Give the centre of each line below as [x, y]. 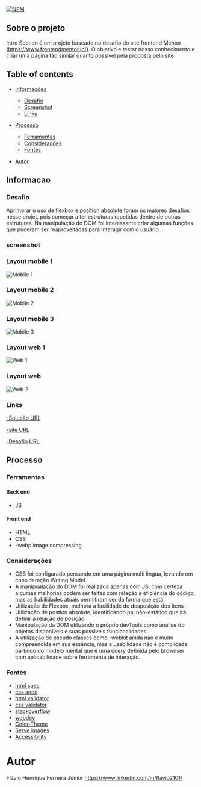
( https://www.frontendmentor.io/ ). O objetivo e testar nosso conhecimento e [100, 49]
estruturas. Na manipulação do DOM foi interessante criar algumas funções [100, 223]
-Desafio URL [23, 441]
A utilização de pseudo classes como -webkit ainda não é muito [94, 638]
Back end [18, 491]
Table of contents [40, 74]
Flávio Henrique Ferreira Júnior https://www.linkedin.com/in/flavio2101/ [94, 778]
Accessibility [31, 737]
